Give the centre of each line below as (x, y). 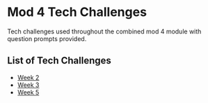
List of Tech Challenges (59, 61)
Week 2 (28, 77)
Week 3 (28, 85)
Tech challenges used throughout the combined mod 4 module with (104, 31)
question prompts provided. (47, 38)
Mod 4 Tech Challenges (77, 12)
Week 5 (28, 92)
